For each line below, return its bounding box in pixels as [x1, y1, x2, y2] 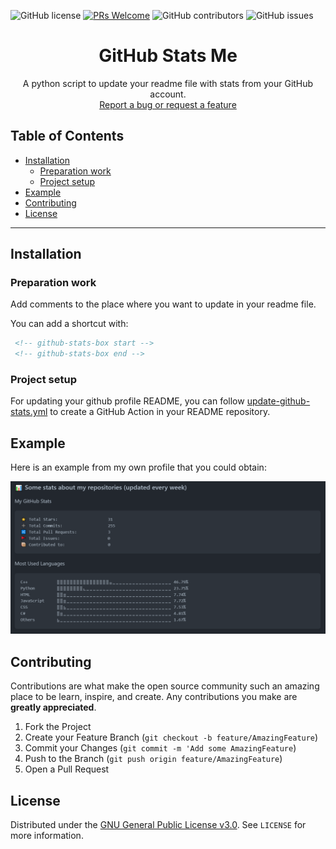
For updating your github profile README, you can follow [10, 395, 245, 407]
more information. [10, 830, 84, 842]
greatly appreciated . [10, 701, 97, 714]
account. [149, 88, 187, 100]
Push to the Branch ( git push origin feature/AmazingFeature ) [24, 753, 283, 765]
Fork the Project [24, 721, 92, 733]
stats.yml [10, 406, 48, 418]
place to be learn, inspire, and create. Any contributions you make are [10, 691, 298, 703]
